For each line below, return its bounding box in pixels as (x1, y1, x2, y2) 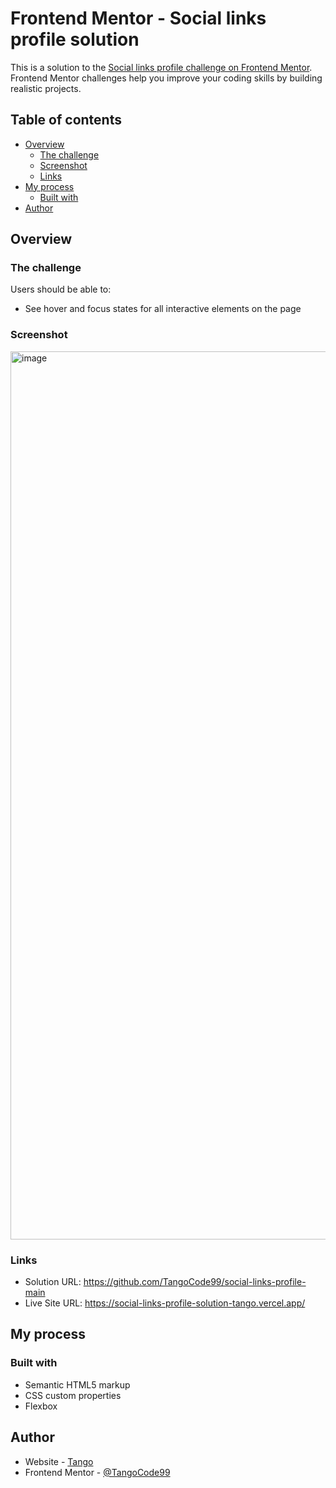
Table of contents (10, 112, 122, 129)
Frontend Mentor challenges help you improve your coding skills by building (10, 72, 323, 84)
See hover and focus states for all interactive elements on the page (24, 303, 302, 315)
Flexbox (24, 1400, 58, 1412)
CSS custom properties (24, 1389, 122, 1401)
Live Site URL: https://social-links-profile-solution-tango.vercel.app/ (24, 1297, 306, 1309)
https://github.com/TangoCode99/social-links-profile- (83, 1276, 307, 1288)
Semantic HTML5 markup (24, 1378, 131, 1391)
